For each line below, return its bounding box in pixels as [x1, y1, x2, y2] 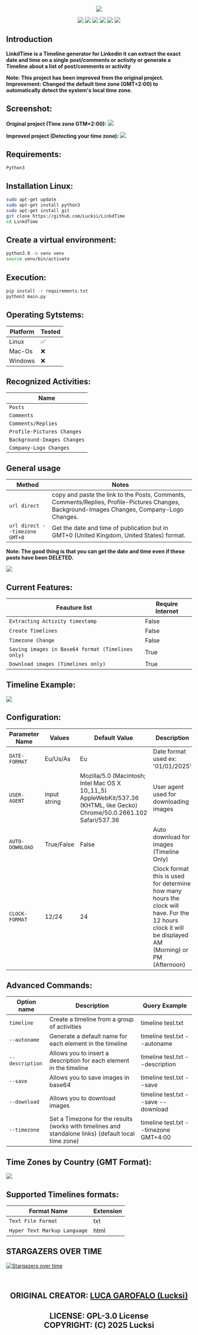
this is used [153, 872, 184, 880]
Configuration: [6, 712, 61, 722]
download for [153, 833, 190, 841]
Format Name [28, 1207, 68, 1215]
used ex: [153, 754, 177, 763]
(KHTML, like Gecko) [80, 801, 138, 809]
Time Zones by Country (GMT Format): [6, 1157, 152, 1167]
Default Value [94, 734, 134, 742]
